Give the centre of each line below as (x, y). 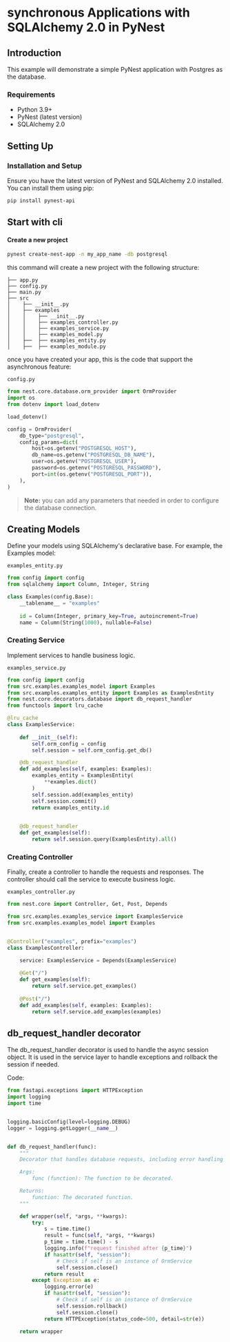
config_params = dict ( (49, 442)
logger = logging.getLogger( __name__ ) (63, 1128)
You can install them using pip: (51, 188)
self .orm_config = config (69, 743)
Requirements (31, 95)
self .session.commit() (64, 801)
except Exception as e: (66, 1281)
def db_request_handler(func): (52, 1147)
